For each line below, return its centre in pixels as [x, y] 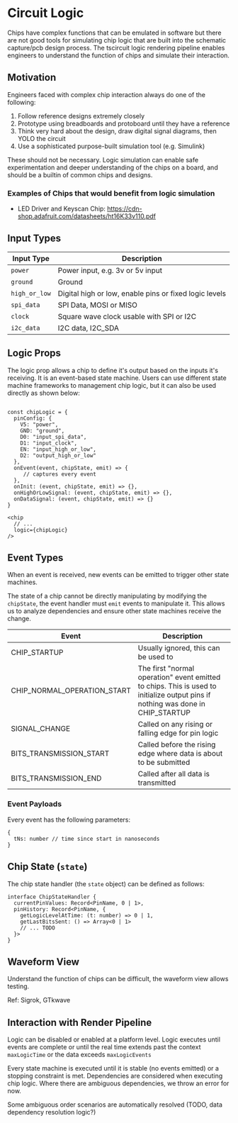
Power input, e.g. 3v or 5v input [110, 270]
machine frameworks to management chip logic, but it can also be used [112, 385]
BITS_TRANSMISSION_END [56, 778]
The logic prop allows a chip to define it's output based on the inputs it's [113, 370]
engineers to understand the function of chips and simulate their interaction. [119, 55]
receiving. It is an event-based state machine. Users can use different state [117, 378]
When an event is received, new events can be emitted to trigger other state [118, 575]
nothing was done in [171, 704]
